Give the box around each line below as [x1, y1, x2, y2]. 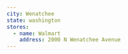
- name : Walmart [13, 29, 61, 37]
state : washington [6, 17, 61, 24]
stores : [6, 23, 30, 30]
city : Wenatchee [6, 10, 54, 18]
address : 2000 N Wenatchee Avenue [19, 36, 121, 43]
